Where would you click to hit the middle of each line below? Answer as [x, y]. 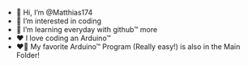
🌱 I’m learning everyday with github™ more [87, 29]
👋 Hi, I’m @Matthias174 [54, 12]
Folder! [28, 55]
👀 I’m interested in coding [59, 21]
